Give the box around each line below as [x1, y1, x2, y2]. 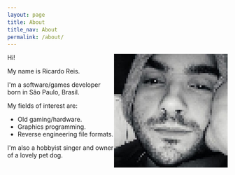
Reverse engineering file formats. [17, 130, 114, 139]
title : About [7, 18, 45, 26]
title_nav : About [7, 26, 58, 33]
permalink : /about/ [7, 34, 64, 41]
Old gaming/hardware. [17, 115, 83, 124]
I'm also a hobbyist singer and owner [7, 143, 114, 152]
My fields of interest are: [7, 101, 78, 110]
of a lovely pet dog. [7, 151, 63, 160]
